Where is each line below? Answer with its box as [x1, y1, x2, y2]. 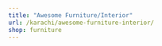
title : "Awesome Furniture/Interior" [8, 11, 133, 19]
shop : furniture [8, 26, 62, 34]
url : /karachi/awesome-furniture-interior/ [8, 19, 155, 27]
